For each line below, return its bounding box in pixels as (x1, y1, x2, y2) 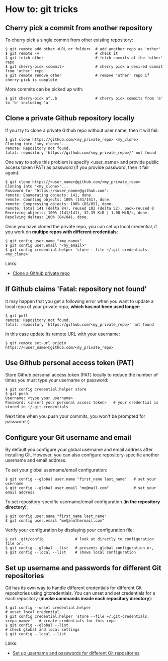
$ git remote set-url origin (5, 340, 66, 345)
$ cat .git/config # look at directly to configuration (5, 537, 154, 542)
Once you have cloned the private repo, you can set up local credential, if (5, 223, 157, 229)
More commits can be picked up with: (5, 86, 83, 92)
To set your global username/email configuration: (5, 467, 107, 473)
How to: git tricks (5, 4, 78, 15)
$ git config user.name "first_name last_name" (5, 514, 107, 519)
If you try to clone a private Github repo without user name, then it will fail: (5, 127, 159, 133)
